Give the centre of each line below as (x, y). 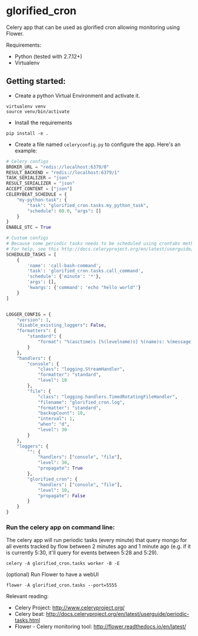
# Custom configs (27, 238)
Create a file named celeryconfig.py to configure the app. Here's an (98, 144)
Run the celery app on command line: (60, 527)
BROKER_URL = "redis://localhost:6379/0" (58, 167)
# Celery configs (27, 161)
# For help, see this (33, 249)
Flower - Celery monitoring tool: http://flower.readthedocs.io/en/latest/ (100, 627)
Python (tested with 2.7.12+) (48, 56)
